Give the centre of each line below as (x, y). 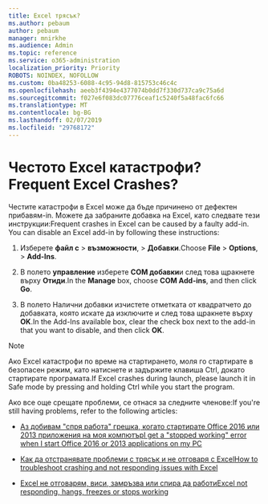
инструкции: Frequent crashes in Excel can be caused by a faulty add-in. (129, 224)
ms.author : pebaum (39, 23)
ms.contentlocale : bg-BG (50, 113)
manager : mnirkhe (37, 38)
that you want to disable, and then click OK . (92, 330)
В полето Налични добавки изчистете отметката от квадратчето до (136, 304)
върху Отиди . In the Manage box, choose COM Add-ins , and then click (138, 280)
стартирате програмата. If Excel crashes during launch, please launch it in (132, 378)
